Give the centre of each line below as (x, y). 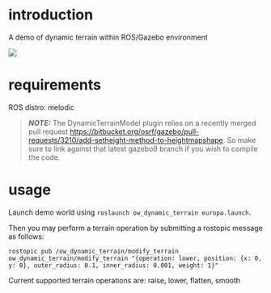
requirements (55, 85)
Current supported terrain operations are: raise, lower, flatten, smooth (125, 280)
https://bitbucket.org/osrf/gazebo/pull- (135, 132)
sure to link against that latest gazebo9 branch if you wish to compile (143, 149)
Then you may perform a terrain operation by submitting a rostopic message (135, 228)
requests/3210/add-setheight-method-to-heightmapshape (126, 140)
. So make (239, 140)
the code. (44, 157)
